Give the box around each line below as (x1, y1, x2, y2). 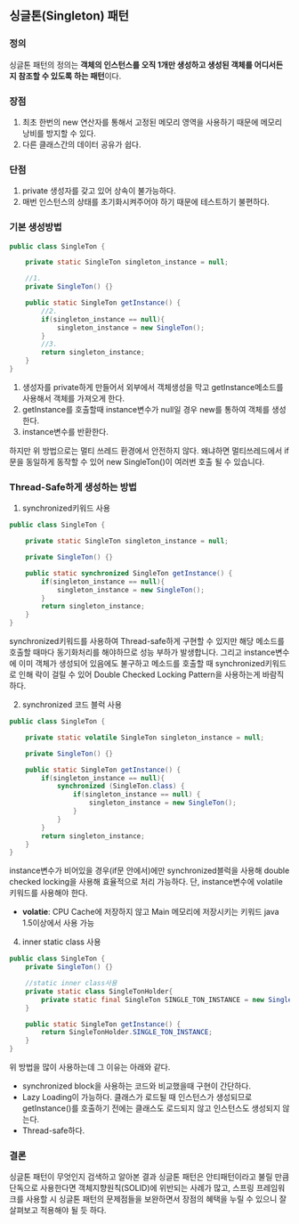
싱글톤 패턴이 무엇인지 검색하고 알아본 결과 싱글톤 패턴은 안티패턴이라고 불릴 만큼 (9, 1171, 290, 1182)
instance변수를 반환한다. (21, 426, 109, 437)
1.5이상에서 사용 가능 (21, 918, 95, 928)
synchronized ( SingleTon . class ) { (56, 782, 185, 791)
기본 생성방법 (9, 221, 62, 233)
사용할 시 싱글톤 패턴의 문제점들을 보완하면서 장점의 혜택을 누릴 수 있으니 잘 (25, 1194, 287, 1204)
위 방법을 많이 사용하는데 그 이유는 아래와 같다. (9, 1062, 171, 1072)
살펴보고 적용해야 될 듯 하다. (9, 1205, 107, 1216)
